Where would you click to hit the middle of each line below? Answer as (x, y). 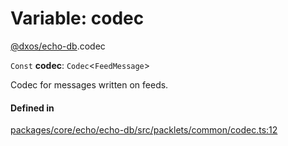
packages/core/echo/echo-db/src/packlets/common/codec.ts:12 (144, 130)
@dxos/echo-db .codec (58, 46)
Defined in (32, 108)
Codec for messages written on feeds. (89, 84)
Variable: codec (77, 18)
